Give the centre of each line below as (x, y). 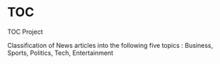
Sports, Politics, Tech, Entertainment (60, 53)
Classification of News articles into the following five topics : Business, (110, 45)
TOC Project (25, 32)
